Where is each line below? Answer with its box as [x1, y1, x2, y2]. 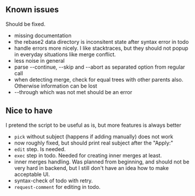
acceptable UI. [14, 171, 50, 178]
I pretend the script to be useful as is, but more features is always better [5, 121, 182, 128]
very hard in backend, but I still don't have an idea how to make [14, 164, 170, 171]
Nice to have [5, 106, 53, 116]
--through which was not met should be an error [14, 88, 133, 95]
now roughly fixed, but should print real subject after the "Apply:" [14, 139, 174, 146]
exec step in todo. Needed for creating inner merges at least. [14, 152, 162, 159]
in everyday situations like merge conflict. [14, 50, 116, 58]
